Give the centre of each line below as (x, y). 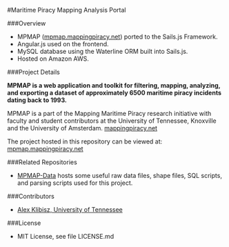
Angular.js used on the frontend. (63, 44)
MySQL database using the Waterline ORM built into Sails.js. (102, 51)
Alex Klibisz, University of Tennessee (70, 209)
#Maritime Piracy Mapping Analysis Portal (67, 10)
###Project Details (33, 72)
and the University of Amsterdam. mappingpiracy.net (82, 128)
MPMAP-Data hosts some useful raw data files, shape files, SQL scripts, (120, 176)
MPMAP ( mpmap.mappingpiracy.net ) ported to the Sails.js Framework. (117, 37)
